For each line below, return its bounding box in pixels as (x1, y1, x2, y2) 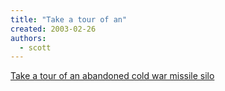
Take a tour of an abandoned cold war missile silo (10, 70, 215, 82)
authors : (10, 33, 47, 43)
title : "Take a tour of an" (10, 14, 128, 25)
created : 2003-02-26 (10, 24, 97, 34)
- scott (19, 42, 52, 53)
